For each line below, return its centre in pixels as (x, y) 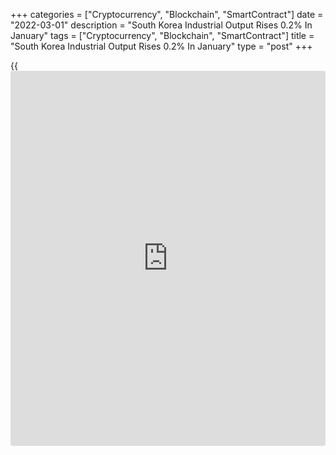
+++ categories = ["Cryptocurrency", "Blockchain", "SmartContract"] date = (167, 14)
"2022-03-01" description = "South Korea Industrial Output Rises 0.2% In (161, 25)
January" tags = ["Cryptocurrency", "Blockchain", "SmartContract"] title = (162, 35)
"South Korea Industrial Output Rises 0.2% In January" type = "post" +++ (161, 46)
